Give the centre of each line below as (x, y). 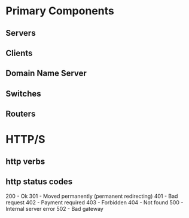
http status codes (39, 182)
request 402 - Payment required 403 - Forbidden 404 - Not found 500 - (94, 202)
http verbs (25, 161)
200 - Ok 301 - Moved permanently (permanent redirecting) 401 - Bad (92, 196)
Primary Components (60, 11)
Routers (21, 114)
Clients (19, 53)
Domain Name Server (46, 74)
